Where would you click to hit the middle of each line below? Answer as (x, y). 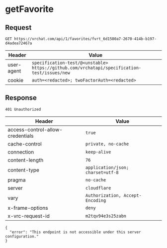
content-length (26, 160)
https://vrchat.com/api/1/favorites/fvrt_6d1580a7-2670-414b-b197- (85, 39)
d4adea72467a (19, 43)
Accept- (132, 195)
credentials (21, 136)
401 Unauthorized (23, 109)
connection (21, 152)
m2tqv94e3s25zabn (106, 216)
